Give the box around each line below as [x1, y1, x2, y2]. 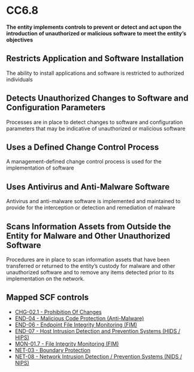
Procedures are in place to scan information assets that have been [6, 256, 170, 263]
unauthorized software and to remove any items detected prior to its [6, 269, 175, 276]
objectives [6, 36, 34, 43]
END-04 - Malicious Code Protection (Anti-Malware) [14, 314, 144, 322]
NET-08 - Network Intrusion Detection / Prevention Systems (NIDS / [14, 353, 183, 360]
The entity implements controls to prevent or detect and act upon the [6, 23, 181, 31]
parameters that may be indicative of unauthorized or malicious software [6, 125, 186, 132]
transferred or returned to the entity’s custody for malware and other [6, 262, 175, 270]
